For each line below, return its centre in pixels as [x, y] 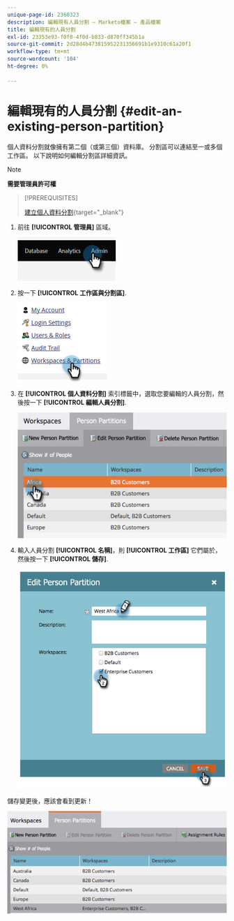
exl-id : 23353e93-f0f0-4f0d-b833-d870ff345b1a [76, 37]
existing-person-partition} [86, 126]
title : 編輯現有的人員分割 [42, 29]
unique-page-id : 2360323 [43, 15]
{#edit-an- [151, 111]
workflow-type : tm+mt [39, 52]
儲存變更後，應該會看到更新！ [50, 801]
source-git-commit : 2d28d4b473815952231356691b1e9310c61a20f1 [99, 44]
